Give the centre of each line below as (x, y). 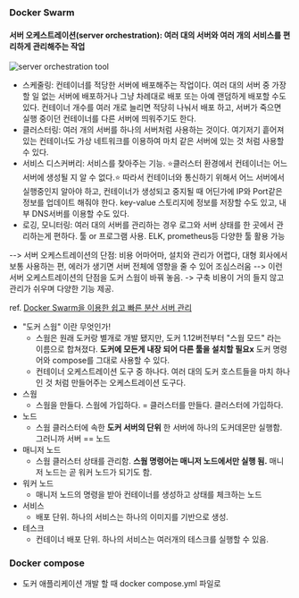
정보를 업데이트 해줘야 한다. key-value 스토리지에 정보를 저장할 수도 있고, (149, 202)
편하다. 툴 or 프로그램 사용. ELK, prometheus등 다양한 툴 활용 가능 (169, 236)
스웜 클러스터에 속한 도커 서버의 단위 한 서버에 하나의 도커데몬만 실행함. (159, 428)
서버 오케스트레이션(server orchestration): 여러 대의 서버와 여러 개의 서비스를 (145, 35)
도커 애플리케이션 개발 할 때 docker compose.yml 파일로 (121, 584)
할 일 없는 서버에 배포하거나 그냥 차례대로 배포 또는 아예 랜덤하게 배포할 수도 (154, 97)
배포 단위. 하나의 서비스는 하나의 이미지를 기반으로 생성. (132, 517)
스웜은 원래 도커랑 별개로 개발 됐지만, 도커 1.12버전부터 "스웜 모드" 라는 (158, 338)
